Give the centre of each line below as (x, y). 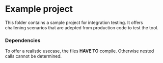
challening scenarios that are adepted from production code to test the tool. (82, 27)
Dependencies (23, 40)
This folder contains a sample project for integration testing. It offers (74, 22)
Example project (39, 9)
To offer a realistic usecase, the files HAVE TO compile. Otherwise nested (80, 51)
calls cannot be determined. (33, 56)
